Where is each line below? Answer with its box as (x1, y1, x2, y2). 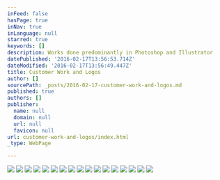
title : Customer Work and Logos (7, 68, 101, 75)
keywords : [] (7, 43, 45, 50)
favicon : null (13, 127, 54, 134)
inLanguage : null (7, 29, 58, 37)
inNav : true (7, 23, 42, 30)
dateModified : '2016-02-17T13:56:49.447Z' (7, 62, 132, 69)
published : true (7, 88, 54, 95)
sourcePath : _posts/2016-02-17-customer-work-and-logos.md (7, 82, 182, 89)
